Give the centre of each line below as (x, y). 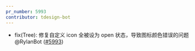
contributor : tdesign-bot (38, 17)
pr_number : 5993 (26, 12)
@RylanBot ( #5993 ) (39, 42)
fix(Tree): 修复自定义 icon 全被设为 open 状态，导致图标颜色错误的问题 (101, 35)
